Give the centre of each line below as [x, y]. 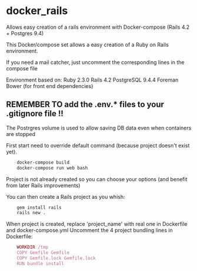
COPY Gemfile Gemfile [43, 253]
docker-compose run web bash [52, 168]
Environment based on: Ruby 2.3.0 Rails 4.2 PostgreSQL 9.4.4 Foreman [92, 80]
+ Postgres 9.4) [25, 33]
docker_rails [37, 11]
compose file [22, 68]
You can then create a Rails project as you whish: [66, 197]
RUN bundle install [41, 263]
